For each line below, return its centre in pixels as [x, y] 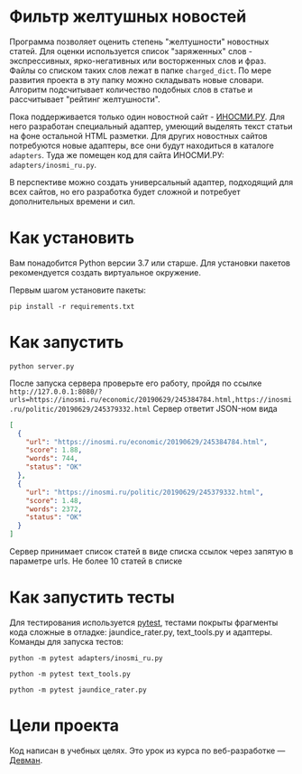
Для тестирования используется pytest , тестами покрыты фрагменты [144, 622]
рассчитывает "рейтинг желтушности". [85, 99]
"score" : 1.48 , [54, 500]
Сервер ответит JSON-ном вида [215, 408]
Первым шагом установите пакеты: [78, 290]
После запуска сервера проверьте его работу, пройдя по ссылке [136, 383]
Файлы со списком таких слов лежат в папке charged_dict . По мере [141, 70]
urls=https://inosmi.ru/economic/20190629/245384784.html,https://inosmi [151, 399]
